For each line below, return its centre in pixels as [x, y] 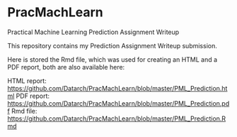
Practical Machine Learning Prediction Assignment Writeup [93, 32]
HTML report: [27, 81]
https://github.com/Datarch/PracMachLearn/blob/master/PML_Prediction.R [117, 119]
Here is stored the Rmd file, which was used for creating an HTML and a [112, 59]
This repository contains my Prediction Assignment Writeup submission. [112, 45]
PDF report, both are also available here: [66, 67]
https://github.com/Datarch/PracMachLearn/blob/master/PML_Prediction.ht [117, 88]
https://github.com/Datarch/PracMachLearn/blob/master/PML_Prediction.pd [118, 103]
